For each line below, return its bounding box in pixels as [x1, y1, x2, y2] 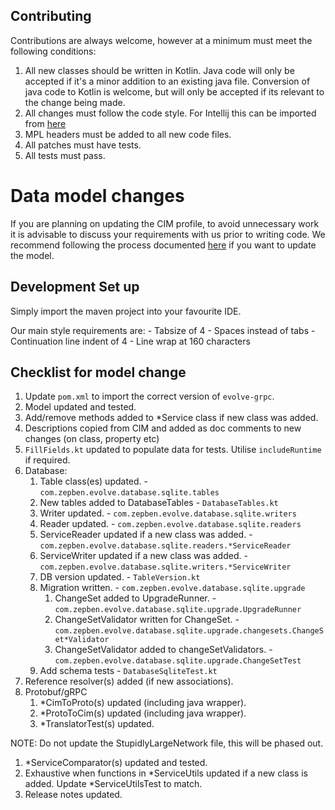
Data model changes [10, 185, 185, 207]
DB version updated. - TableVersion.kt [39, 571, 201, 583]
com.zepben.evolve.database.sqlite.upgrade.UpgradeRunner [54, 605, 302, 615]
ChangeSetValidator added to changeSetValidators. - [54, 644, 273, 656]
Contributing [10, 8, 92, 25]
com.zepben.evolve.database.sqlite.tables [39, 488, 220, 498]
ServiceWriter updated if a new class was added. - [39, 550, 248, 562]
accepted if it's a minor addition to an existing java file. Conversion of [24, 75, 311, 87]
